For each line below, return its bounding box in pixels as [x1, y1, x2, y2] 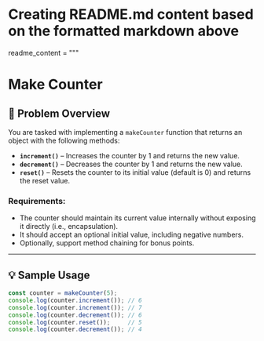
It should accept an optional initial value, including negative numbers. [19, 230, 244, 240]
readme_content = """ [8, 48, 79, 57]
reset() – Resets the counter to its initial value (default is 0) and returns [19, 167, 251, 177]
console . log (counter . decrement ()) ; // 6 [8, 311, 143, 319]
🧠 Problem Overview [8, 107, 110, 120]
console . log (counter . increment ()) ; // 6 [8, 296, 143, 304]
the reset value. [19, 176, 71, 185]
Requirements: [8, 195, 66, 206]
